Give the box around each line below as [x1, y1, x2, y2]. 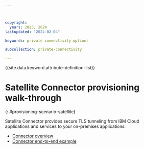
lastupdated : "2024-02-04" [5, 29, 60, 34]
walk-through [5, 92, 62, 104]
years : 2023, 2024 [9, 25, 48, 30]
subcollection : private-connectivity [5, 47, 82, 52]
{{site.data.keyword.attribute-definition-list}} [5, 65, 96, 71]
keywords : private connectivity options [5, 38, 89, 43]
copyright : [5, 20, 27, 25]
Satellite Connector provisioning [5, 82, 140, 93]
